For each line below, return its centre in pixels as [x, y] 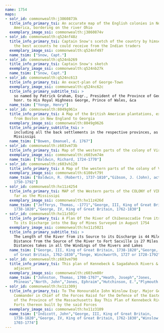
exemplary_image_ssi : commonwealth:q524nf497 [57, 50]
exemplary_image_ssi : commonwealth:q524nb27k [57, 69]
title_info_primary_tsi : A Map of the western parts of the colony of [83, 168]
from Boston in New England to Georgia [54, 118]
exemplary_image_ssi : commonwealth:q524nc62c [57, 87]
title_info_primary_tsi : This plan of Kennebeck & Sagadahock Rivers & [84, 264]
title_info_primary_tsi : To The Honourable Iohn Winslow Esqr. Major [82, 291]
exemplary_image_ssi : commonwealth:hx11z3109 [57, 309]
